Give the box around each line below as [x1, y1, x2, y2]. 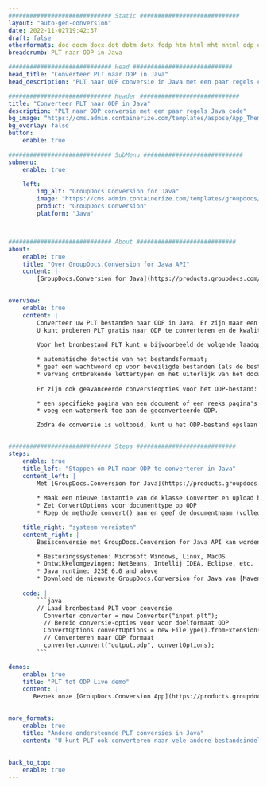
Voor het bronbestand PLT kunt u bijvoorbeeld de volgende [37, 341, 237, 349]
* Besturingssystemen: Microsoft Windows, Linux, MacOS [37, 552, 226, 561]
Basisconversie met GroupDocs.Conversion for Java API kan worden [37, 538, 261, 546]
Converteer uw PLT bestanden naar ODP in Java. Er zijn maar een [37, 319, 258, 327]
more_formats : [8, 714, 56, 722]
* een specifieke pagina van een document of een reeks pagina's [37, 399, 258, 407]
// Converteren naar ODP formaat [43, 634, 155, 642]
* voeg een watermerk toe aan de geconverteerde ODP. [37, 407, 219, 414]
